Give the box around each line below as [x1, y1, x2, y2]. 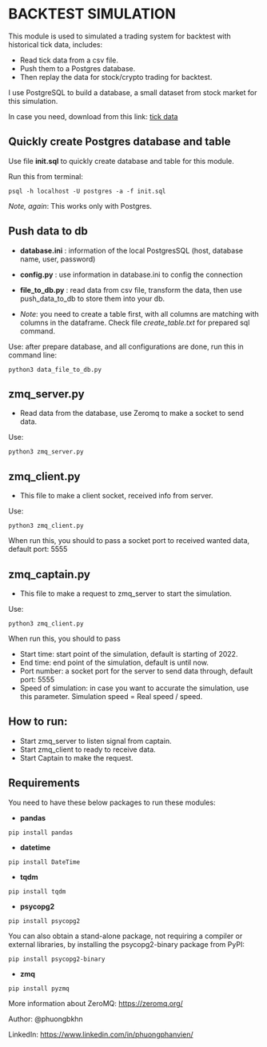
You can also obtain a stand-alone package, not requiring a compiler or [8, 931, 243, 941]
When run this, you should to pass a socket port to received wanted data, [8, 536, 250, 545]
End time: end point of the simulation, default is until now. [19, 657, 209, 667]
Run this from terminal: [8, 171, 84, 181]
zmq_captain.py [8, 567, 90, 581]
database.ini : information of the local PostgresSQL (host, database [19, 246, 244, 255]
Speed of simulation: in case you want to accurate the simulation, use [19, 683, 249, 693]
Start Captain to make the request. [19, 753, 133, 762]
